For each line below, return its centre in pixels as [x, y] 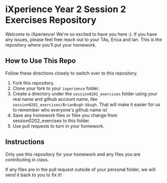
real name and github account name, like [55, 99]
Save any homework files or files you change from [65, 115]
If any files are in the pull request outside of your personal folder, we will [80, 169]
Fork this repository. [33, 83]
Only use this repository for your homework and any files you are [73, 154]
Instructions [25, 142]
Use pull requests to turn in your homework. [58, 126]
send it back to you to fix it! [34, 175]
